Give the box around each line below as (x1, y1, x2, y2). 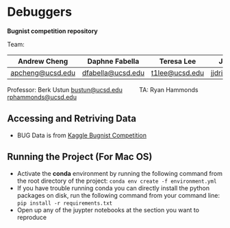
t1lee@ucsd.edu (151, 68, 204, 78)
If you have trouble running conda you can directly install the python (16, 183, 210, 192)
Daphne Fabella (87, 56, 140, 66)
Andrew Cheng (18, 56, 68, 66)
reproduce (16, 213, 47, 221)
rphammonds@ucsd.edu (7, 93, 77, 101)
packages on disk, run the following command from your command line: (16, 191, 220, 199)
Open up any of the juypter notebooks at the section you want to (16, 205, 200, 214)
